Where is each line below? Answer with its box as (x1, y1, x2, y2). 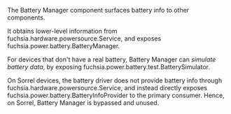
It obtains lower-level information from (7, 27, 118, 35)
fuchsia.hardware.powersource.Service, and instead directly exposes (7, 84, 208, 92)
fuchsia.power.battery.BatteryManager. (7, 42, 120, 50)
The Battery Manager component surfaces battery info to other (7, 6, 190, 14)
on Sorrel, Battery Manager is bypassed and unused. (7, 99, 160, 107)
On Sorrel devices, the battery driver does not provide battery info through (7, 76, 223, 85)
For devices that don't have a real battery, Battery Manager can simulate (7, 55, 216, 64)
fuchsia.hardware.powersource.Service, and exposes (7, 34, 162, 43)
